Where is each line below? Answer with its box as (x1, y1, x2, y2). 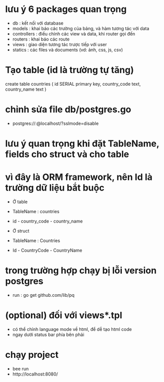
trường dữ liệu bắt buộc (5, 182, 104, 194)
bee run (12, 365, 29, 371)
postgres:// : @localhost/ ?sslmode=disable (12, 120, 99, 126)
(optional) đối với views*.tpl (5, 310, 122, 321)
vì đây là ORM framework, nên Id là (5, 171, 153, 183)
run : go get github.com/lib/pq (12, 292, 75, 298)
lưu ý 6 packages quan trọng (5, 4, 127, 15)
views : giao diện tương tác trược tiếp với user (12, 41, 107, 47)
